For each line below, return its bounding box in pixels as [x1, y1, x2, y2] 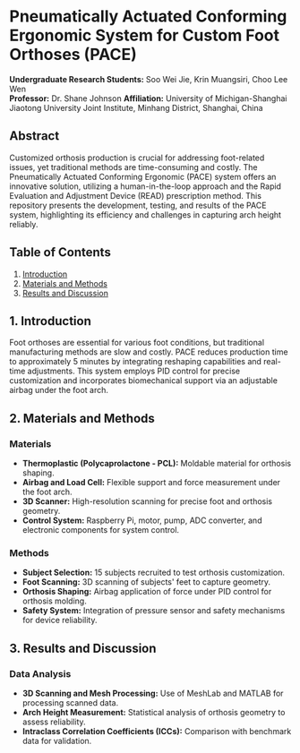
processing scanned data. [21, 697, 119, 708]
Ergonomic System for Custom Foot [9, 25, 280, 46]
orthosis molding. [21, 595, 87, 606]
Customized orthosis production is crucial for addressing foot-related [9, 152, 265, 163]
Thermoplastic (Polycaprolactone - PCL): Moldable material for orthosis [21, 458, 292, 469]
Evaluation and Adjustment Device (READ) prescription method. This [9, 190, 262, 201]
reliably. [9, 218, 39, 229]
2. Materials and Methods [9, 410, 155, 426]
